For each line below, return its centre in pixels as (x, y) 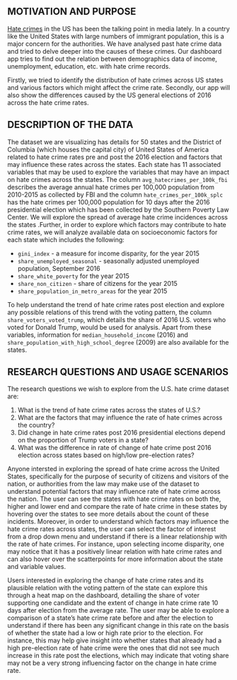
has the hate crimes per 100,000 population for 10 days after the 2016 (109, 202)
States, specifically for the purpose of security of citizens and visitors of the (118, 476)
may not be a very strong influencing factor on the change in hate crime (112, 663)
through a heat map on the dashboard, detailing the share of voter (104, 595)
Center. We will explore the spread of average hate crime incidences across (118, 217)
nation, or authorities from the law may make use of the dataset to (103, 484)
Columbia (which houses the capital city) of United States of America (108, 149)
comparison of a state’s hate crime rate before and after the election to (110, 618)
